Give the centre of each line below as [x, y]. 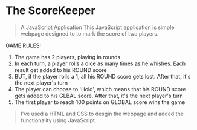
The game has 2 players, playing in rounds [67, 57]
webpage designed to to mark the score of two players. [89, 33]
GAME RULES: [24, 45]
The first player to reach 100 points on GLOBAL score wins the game [100, 102]
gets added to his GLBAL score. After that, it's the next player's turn [98, 96]
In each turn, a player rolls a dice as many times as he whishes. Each [100, 63]
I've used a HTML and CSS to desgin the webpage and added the [102, 114]
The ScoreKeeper [50, 11]
